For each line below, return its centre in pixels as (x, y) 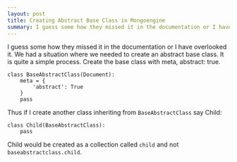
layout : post (26, 14)
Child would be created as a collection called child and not (93, 144)
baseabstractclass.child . (45, 152)
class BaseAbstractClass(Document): (61, 75)
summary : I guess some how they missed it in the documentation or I (112, 27)
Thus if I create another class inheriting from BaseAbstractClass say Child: (115, 113)
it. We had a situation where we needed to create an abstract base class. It (116, 54)
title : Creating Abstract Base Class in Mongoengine (86, 20)
